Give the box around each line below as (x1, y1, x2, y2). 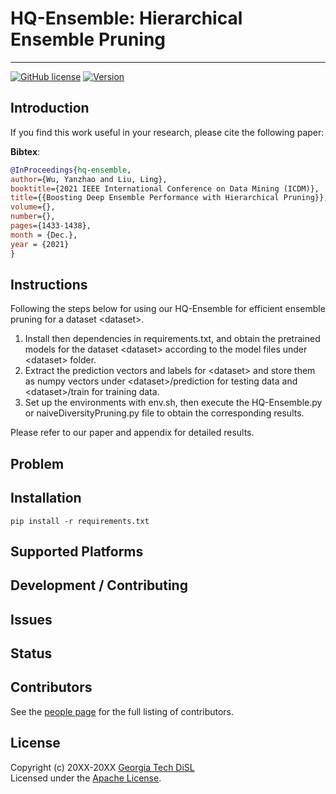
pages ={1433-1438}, (10, 221, 92, 231)
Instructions (10, 276, 88, 293)
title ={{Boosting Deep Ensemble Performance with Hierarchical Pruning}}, (10, 193, 329, 203)
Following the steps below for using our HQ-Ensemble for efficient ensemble (10, 303, 326, 315)
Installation (10, 490, 82, 507)
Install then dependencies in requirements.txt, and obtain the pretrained (24, 333, 321, 345)
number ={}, (10, 212, 56, 222)
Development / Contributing (10, 577, 188, 594)
